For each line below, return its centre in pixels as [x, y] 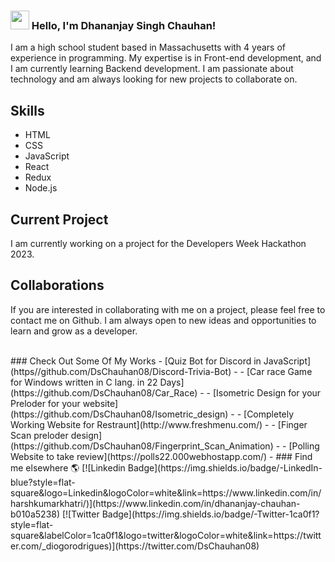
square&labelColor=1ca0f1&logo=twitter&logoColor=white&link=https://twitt [166, 535]
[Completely [269, 414]
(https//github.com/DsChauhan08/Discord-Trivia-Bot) [121, 371]
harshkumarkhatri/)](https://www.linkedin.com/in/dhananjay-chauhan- [155, 503]
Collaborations [57, 285]
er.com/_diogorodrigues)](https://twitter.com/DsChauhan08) [135, 546]
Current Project [59, 219]
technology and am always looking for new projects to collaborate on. [154, 79]
